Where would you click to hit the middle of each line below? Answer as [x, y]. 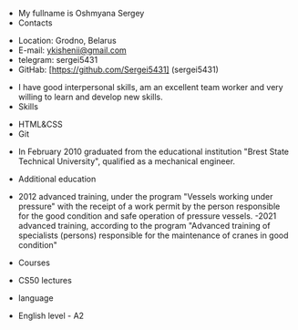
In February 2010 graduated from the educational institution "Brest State [154, 151]
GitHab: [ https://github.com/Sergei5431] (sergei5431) [118, 69]
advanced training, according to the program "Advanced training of [144, 226]
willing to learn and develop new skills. [91, 97]
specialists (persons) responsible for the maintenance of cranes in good [153, 235]
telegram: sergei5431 [58, 60]
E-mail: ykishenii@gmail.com [72, 50]
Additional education [57, 179]
